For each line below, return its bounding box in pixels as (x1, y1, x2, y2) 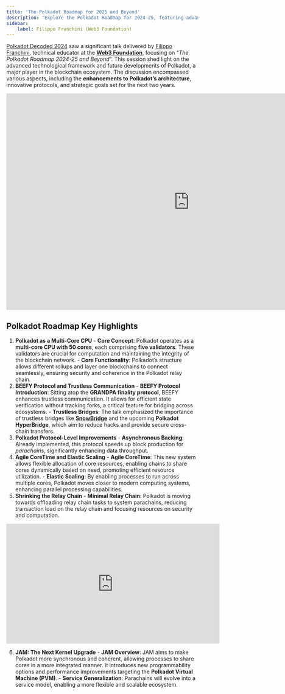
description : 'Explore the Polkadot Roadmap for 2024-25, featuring (6, 15, 184, 21)
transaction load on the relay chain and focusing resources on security (15, 505, 193, 513)
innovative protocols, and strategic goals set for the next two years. (6, 82, 176, 89)
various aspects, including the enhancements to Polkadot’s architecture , (6, 75, 192, 82)
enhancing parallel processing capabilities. (15, 486, 123, 493)
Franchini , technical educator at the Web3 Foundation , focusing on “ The (6, 49, 189, 57)
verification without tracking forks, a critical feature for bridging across (15, 402, 193, 409)
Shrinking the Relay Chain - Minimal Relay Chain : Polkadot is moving (15, 492, 191, 500)
